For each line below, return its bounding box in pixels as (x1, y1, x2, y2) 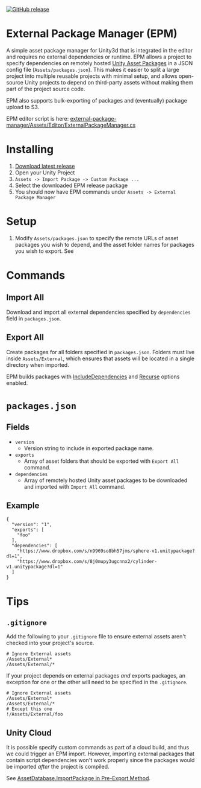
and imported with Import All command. (23, 483, 126, 490)
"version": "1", (11, 522, 52, 528)
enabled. (6, 379, 28, 386)
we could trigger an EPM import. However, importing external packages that (6, 750, 194, 757)
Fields (6, 422, 30, 433)
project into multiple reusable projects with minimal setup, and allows (6, 72, 178, 80)
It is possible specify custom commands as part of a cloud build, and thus (6, 744, 190, 751)
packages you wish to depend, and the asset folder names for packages (14, 241, 194, 248)
